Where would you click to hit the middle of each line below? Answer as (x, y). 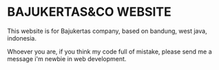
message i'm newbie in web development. (67, 58)
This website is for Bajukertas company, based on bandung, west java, (107, 31)
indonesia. (22, 38)
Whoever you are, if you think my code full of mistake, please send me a (109, 51)
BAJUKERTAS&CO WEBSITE (90, 12)
